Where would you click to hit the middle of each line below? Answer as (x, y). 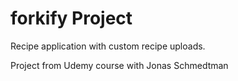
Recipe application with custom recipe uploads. (108, 46)
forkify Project (71, 18)
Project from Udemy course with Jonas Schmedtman (119, 65)
